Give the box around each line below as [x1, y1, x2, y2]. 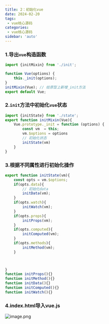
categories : [5, 25, 29, 30]
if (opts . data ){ [14, 182, 44, 187]
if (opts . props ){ [14, 213, 47, 219]
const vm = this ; [22, 127, 59, 132]
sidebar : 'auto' [5, 34, 38, 39]
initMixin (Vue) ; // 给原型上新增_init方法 [5, 85, 86, 90]
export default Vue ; [5, 89, 47, 94]
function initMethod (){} [5, 276, 55, 281]
